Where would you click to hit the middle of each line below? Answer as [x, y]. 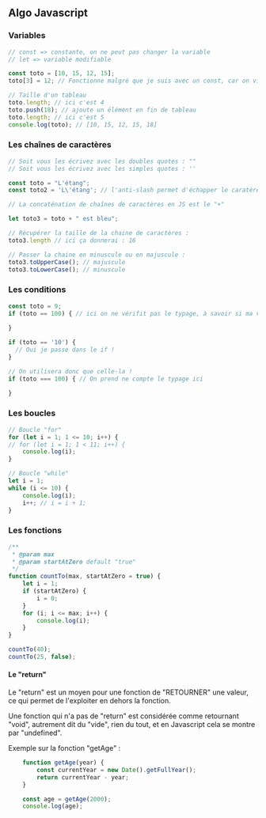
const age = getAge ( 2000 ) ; [67, 799]
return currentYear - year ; [83, 777]
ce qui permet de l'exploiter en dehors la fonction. [90, 701]
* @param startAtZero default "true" [74, 562]
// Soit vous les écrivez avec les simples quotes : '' [102, 169]
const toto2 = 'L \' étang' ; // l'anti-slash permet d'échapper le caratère [134, 190]
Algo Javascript [48, 13]
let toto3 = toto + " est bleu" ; [63, 219]
